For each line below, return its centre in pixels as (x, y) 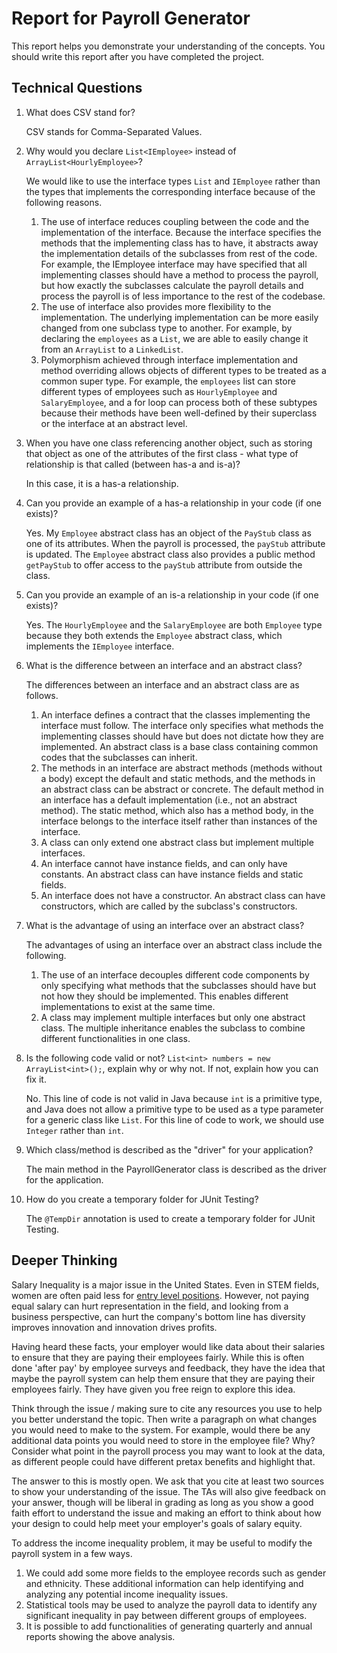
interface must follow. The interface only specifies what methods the (182, 725)
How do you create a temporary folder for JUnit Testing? (142, 1199)
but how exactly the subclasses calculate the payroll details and (172, 285)
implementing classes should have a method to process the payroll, (179, 274)
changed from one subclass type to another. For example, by (166, 328)
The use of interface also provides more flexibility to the (156, 306)
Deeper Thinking (64, 1260)
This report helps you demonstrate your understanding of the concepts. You (168, 46)
